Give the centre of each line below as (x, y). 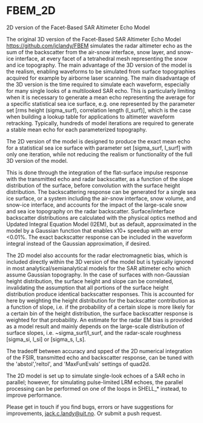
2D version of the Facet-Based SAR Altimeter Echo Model (78, 27)
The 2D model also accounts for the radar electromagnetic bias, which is (97, 255)
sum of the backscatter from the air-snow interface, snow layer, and (91, 52)
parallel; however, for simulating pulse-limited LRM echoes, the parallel (95, 382)
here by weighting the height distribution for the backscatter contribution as (101, 300)
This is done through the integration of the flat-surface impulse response (97, 172)
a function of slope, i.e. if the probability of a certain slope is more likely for (100, 307)
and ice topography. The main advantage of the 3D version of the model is (99, 65)
